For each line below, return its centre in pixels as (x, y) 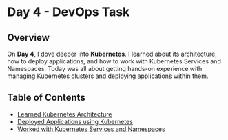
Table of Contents (46, 98)
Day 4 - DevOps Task (69, 12)
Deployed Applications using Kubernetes (75, 121)
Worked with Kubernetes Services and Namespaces (91, 129)
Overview (29, 38)
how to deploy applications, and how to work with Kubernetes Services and (114, 61)
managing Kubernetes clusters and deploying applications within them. (108, 76)
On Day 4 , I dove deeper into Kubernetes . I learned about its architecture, (112, 54)
